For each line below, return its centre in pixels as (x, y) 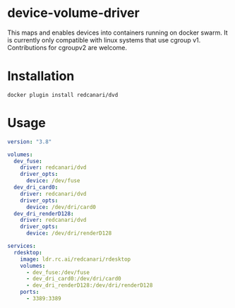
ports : (30, 292)
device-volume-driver (73, 13)
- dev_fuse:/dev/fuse (58, 272)
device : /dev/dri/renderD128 (69, 233)
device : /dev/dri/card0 (61, 207)
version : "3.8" (30, 142)
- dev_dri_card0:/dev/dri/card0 (73, 279)
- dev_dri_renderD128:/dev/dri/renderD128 (89, 285)
